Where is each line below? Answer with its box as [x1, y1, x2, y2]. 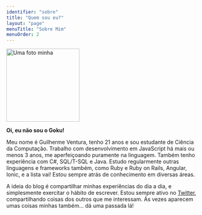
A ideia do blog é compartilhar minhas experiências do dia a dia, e [6, 183, 172, 190]
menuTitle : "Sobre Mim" [6, 26, 67, 32]
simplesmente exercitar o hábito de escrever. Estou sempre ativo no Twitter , [6, 189, 197, 197]
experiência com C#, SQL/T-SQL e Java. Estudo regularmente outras [6, 158, 179, 165]
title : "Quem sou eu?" [6, 15, 64, 21]
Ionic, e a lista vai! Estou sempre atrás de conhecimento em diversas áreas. [6, 171, 195, 178]
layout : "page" [6, 20, 45, 26]
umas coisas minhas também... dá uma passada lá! [6, 202, 134, 210]
